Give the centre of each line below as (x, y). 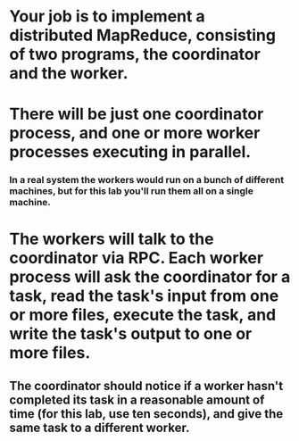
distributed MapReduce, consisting (143, 35)
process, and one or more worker (135, 133)
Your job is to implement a (107, 17)
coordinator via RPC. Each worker (137, 258)
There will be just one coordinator (137, 114)
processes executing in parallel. (130, 152)
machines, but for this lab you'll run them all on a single (132, 191)
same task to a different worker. (100, 427)
